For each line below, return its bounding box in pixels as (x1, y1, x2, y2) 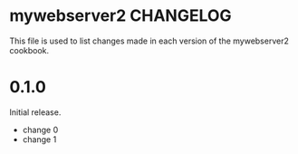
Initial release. (9, 106, 62, 118)
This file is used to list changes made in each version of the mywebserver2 (9, 35, 290, 46)
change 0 (22, 124, 59, 135)
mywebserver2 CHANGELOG (9, 5, 233, 26)
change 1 (22, 133, 57, 145)
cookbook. (9, 44, 50, 55)
